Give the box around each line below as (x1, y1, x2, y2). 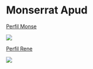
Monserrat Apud (6, 4, 88, 17)
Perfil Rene (6, 45, 33, 52)
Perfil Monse (6, 23, 37, 30)
